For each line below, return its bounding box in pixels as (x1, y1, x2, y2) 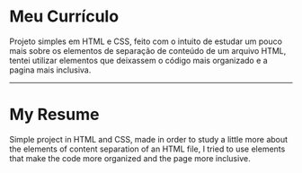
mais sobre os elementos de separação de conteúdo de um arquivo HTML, (9, 45, 287, 56)
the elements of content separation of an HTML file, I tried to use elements (9, 143, 286, 154)
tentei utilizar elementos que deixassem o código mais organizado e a (9, 55, 268, 65)
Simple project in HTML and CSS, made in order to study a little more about (9, 134, 289, 144)
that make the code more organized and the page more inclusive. (9, 152, 251, 163)
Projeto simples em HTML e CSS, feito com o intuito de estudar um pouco (9, 36, 283, 47)
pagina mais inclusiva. (9, 65, 92, 75)
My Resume (9, 105, 100, 125)
